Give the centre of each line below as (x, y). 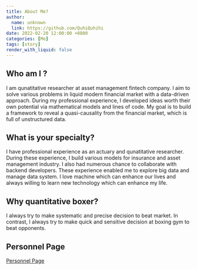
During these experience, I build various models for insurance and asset (93, 158)
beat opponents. (26, 228)
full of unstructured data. (36, 119)
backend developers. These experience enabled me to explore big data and (98, 171)
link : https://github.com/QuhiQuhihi (58, 28)
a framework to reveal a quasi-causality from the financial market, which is (96, 113)
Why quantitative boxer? (52, 201)
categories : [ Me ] (27, 39)
